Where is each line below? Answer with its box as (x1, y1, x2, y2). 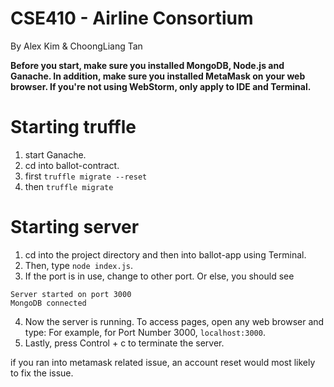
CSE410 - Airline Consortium (10, 7, 254, 30)
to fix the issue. (10, 367, 74, 379)
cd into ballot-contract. (24, 159, 120, 171)
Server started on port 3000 (10, 289, 132, 299)
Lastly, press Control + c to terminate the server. (24, 337, 225, 349)
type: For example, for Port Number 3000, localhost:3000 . (24, 326, 266, 338)
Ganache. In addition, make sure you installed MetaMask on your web (10, 70, 306, 82)
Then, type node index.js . (24, 259, 134, 271)
